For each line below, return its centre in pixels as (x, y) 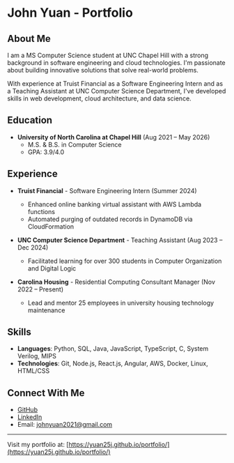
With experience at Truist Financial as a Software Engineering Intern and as (115, 84)
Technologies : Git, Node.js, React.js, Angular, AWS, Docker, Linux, (112, 363)
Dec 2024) (33, 247)
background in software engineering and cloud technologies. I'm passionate (117, 63)
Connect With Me (46, 393)
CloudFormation (51, 226)
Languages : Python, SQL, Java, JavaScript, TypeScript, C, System (113, 349)
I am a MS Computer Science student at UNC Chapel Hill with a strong (108, 55)
